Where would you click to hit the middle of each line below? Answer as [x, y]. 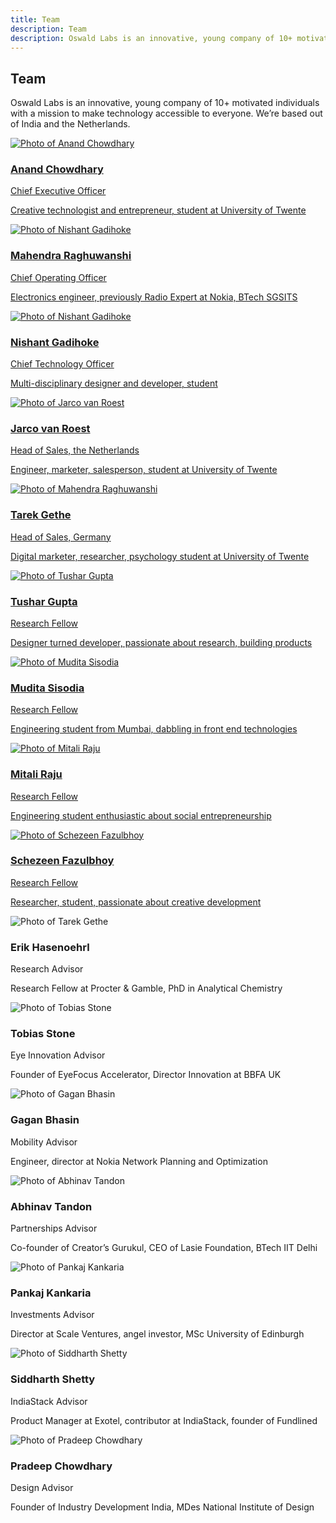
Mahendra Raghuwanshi [71, 256]
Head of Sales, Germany [61, 537]
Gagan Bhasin [45, 1120]
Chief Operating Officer [58, 277]
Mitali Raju [36, 774]
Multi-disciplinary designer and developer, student [114, 383]
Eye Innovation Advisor [58, 1055]
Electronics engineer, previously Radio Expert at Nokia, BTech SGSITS [154, 297]
